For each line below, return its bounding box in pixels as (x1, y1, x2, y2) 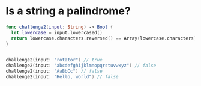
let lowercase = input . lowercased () (11, 29, 103, 35)
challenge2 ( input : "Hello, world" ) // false (5, 74, 119, 80)
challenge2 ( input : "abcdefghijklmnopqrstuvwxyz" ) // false (5, 63, 157, 69)
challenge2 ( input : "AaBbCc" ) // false (5, 68, 103, 75)
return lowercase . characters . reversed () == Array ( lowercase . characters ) (11, 35, 197, 41)
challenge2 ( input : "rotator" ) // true (5, 57, 103, 63)
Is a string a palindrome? (5, 4, 131, 18)
